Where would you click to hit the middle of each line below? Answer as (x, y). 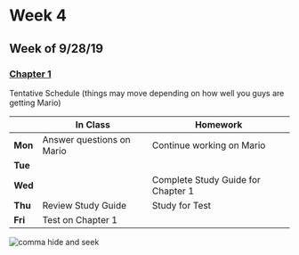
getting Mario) (35, 103)
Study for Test (182, 205)
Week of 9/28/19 (57, 49)
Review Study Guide (85, 205)
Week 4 (38, 16)
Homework (218, 124)
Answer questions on (86, 139)
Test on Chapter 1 (80, 219)
